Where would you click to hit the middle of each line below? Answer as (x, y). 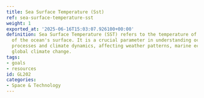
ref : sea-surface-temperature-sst (50, 18)
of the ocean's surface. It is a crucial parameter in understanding (101, 40)
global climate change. (42, 52)
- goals (16, 63)
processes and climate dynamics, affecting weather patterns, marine (101, 46)
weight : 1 (19, 23)
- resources (21, 68)
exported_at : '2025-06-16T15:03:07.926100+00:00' (70, 29)
